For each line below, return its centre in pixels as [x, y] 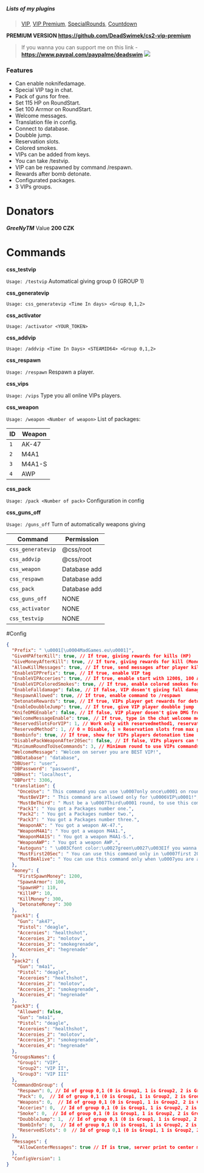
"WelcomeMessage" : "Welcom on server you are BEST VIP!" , [87, 752]
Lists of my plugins [31, 9]
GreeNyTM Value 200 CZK [40, 228]
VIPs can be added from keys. [53, 154]
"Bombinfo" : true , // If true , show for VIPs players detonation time [103, 735]
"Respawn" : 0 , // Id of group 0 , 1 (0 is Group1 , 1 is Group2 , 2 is [104, 1091]
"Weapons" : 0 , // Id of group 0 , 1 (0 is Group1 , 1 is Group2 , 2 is [106, 1103]
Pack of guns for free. [42, 97]
